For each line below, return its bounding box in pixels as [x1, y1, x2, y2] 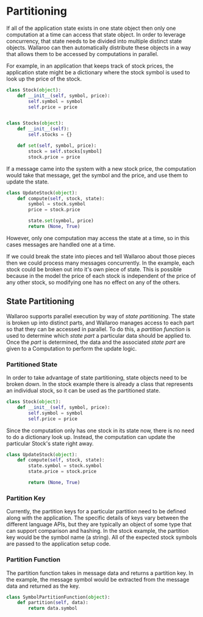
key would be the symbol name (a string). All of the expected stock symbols [6, 533, 197, 541]
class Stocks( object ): [6, 120, 64, 126]
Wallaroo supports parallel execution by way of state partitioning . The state [6, 312, 195, 319]
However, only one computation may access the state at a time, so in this [6, 234, 190, 241]
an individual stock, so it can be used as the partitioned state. [6, 387, 160, 394]
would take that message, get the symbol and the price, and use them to [6, 171, 188, 179]
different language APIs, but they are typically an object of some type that [6, 521, 192, 528]
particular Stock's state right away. [6, 440, 94, 447]
